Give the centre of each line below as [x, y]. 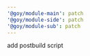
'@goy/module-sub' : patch [44, 26]
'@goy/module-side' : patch [45, 20]
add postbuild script [35, 46]
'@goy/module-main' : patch [45, 13]
